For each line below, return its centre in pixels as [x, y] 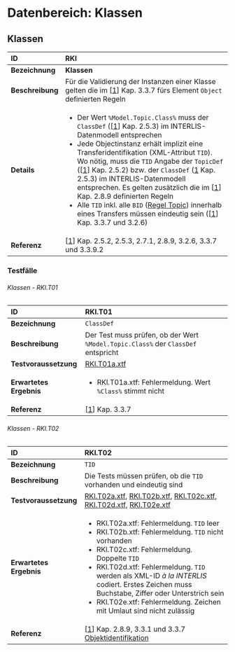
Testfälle [22, 270]
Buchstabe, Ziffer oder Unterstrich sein [160, 593]
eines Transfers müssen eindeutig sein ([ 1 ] [148, 214]
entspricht [102, 353]
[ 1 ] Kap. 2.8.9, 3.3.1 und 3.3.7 [135, 630]
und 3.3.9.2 [84, 250]
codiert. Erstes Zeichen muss [144, 585]
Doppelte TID [118, 558]
